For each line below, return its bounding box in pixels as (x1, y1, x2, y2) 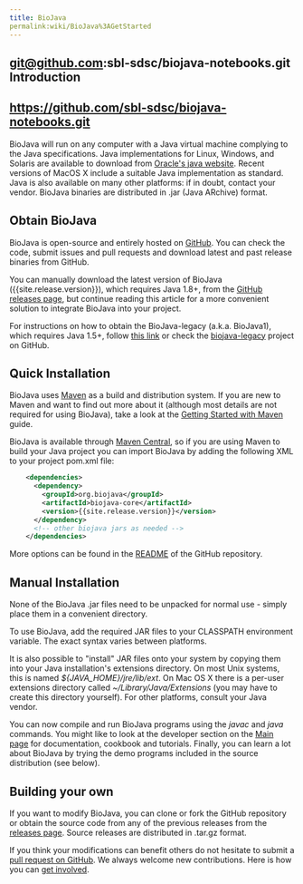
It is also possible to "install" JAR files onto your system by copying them (9, 654, 281, 665)
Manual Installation (9, 575, 120, 590)
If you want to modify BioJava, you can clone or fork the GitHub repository (9, 808, 287, 819)
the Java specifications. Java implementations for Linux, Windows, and (9, 148, 275, 159)
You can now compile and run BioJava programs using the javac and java (9, 719, 284, 730)
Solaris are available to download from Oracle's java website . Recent (9, 158, 265, 169)
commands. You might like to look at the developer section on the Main (9, 729, 274, 740)
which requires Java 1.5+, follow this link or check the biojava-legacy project (9, 330, 295, 341)
